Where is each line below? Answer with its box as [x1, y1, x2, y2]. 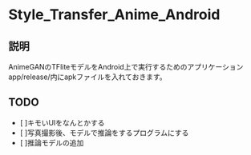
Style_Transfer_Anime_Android [8, 6, 221, 24]
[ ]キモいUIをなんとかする [19, 117, 106, 127]
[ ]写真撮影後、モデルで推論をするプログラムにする [19, 128, 189, 137]
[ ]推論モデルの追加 [19, 137, 84, 147]
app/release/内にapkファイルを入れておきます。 [8, 72, 167, 81]
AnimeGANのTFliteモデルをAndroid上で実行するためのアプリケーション [8, 62, 244, 71]
